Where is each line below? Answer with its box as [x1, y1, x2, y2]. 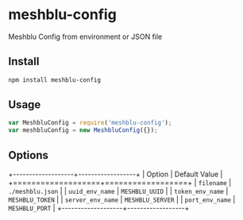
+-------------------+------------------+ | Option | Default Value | [8, 169, 223, 179]
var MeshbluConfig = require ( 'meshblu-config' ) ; [8, 119, 172, 127]
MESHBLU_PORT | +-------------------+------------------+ [8, 203, 190, 212]
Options [8, 149, 49, 162]
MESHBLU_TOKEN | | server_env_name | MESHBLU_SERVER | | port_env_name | [8, 195, 236, 204]
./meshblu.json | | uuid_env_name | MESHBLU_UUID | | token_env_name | [8, 187, 229, 195]
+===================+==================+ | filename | [8, 178, 232, 187]
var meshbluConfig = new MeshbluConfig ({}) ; [8, 126, 158, 134]
